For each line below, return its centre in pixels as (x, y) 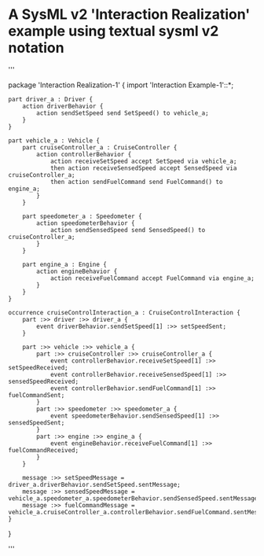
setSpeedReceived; (38, 367)
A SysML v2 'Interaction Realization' (129, 15)
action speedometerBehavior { (86, 223)
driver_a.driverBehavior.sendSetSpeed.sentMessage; (94, 484)
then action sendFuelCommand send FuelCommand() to (136, 182)
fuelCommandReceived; (44, 450)
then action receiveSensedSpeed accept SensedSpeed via (143, 168)
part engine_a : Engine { (65, 264)
